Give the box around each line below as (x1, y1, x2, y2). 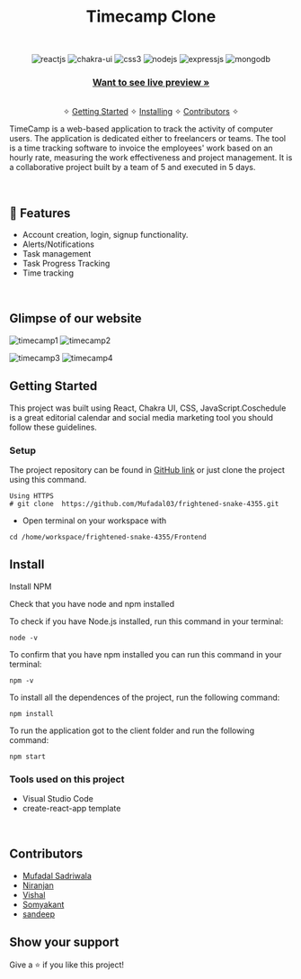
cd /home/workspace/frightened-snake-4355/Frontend (9, 532, 207, 541)
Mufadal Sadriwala (22, 870, 93, 881)
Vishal (22, 889, 46, 900)
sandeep (22, 908, 56, 920)
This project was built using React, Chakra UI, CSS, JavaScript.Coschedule (9, 403, 287, 413)
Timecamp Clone (85, 6, 217, 27)
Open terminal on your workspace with (22, 515, 167, 526)
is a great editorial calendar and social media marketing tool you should (9, 412, 274, 422)
